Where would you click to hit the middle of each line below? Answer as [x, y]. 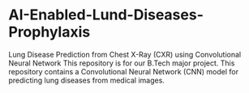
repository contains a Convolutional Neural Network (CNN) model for [124, 71]
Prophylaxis [49, 32]
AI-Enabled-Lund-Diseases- [106, 15]
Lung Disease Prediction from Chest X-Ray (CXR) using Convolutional [125, 54]
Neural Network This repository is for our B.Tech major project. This [122, 63]
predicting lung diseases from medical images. [86, 80]
